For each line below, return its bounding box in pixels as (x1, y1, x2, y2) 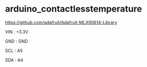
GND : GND (5, 38, 28, 44)
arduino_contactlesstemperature (5, 3, 142, 15)
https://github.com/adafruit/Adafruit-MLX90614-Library (5, 19, 118, 25)
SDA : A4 (5, 57, 24, 63)
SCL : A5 (5, 48, 23, 53)
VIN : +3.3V (5, 29, 28, 34)
